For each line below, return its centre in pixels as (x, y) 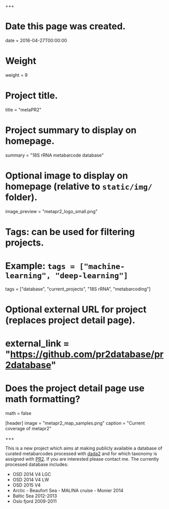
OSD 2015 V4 (27, 485)
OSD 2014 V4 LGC (32, 474)
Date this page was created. (65, 26)
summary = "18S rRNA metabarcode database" (55, 155)
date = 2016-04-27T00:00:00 (36, 40)
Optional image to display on (67, 175)
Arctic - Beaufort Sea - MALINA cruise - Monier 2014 (68, 491)
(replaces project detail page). (70, 320)
